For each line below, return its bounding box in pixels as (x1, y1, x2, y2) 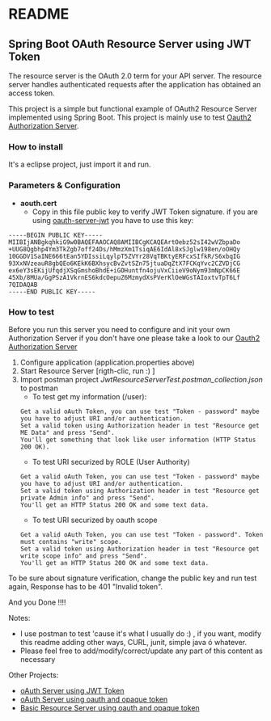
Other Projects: (8, 670, 59, 680)
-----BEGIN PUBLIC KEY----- (8, 231, 104, 239)
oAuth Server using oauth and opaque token (19, 694, 168, 704)
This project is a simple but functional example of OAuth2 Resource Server (8, 104, 257, 113)
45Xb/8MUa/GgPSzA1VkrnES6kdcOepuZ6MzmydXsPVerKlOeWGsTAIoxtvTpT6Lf (8, 273, 241, 281)
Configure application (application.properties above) (19, 357, 196, 367)
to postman (19, 383, 58, 393)
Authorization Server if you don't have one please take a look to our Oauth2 (8, 333, 260, 343)
